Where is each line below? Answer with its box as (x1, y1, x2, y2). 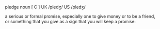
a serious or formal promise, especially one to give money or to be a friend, (5, 14, 155, 19)
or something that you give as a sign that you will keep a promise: (5, 19, 136, 24)
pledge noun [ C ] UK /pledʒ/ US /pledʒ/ (5, 4, 86, 10)
